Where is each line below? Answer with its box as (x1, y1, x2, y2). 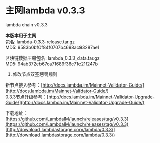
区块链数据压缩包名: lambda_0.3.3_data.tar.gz (5, 54, 100, 61)
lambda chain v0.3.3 (5, 21, 48, 28)
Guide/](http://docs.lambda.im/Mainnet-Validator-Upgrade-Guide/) (5, 99, 145, 105)
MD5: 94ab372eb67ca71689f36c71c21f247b (5, 61, 98, 67)
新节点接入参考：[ (5, 82, 43, 88)
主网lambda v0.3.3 (5, 5, 85, 16)
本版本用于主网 (5, 32, 36, 38)
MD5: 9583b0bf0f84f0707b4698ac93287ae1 (5, 44, 100, 50)
